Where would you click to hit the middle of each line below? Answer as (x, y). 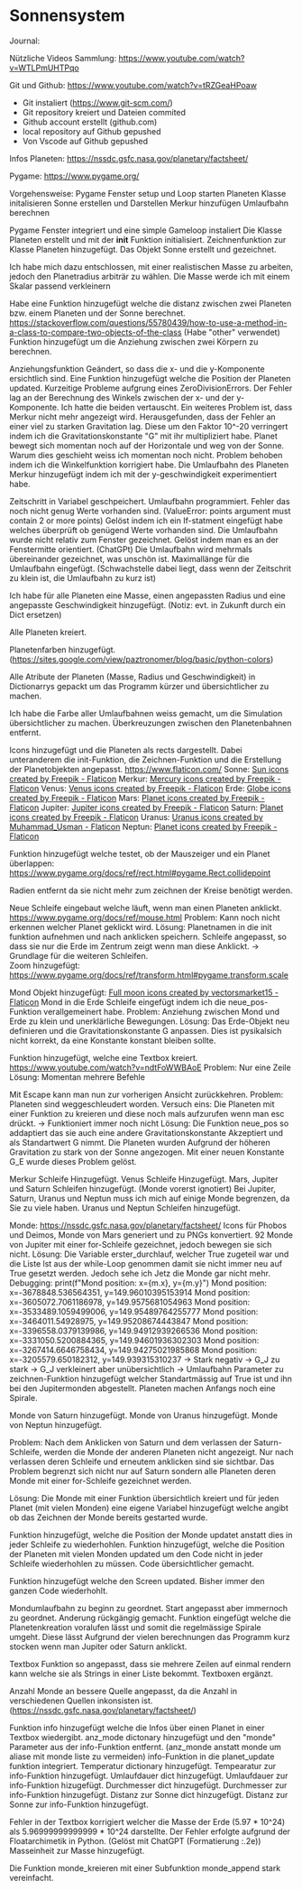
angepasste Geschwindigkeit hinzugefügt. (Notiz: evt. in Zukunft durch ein (147, 604)
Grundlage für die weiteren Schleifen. (79, 955)
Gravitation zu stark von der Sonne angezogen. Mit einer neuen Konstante (147, 1152)
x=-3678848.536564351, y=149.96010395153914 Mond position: (130, 1292)
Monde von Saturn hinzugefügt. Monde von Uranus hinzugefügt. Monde (143, 1415)
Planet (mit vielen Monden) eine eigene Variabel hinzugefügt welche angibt (149, 1507)
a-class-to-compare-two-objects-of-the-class (96, 332)
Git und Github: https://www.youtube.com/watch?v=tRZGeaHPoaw (133, 85)
